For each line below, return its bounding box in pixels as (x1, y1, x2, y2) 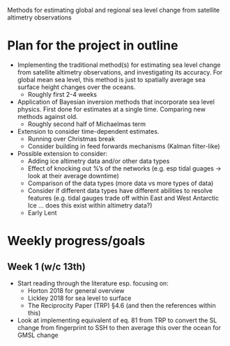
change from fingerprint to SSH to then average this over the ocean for (17, 323, 222, 331)
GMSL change (17, 331, 59, 339)
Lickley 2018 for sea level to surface (27, 294, 132, 302)
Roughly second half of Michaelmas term (27, 120, 146, 128)
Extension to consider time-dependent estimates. (17, 127, 160, 135)
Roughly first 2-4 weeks (27, 90, 98, 98)
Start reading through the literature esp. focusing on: (17, 278, 169, 288)
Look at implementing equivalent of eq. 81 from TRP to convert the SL (17, 316, 217, 324)
